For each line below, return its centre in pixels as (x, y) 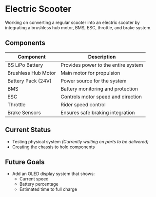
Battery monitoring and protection (99, 89)
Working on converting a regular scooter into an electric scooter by (72, 22)
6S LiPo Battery (25, 65)
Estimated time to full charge (48, 189)
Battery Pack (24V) (30, 80)
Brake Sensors (24, 112)
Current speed (34, 179)
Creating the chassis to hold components (53, 147)
